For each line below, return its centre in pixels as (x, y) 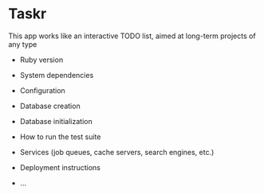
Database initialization (56, 121)
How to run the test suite (60, 137)
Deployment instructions (60, 167)
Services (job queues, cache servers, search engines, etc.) (117, 152)
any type (23, 44)
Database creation (50, 106)
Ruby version (41, 60)
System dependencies (57, 75)
